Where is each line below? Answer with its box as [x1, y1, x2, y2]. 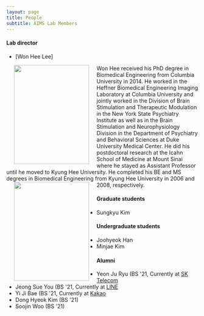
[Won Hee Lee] [15, 52, 54, 60]
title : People [6, 15, 43, 21]
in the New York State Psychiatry [96, 110, 179, 117]
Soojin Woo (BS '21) [15, 303, 65, 310]
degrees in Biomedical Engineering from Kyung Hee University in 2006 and [6, 174, 195, 182]
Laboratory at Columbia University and [96, 90, 194, 98]
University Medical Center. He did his [96, 142, 190, 149]
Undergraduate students [96, 223, 160, 230]
